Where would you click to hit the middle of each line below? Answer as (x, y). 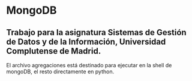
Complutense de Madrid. (54, 51)
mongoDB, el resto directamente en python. (60, 71)
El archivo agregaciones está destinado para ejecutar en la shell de (89, 65)
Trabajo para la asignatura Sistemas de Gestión (97, 32)
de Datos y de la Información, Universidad (86, 41)
